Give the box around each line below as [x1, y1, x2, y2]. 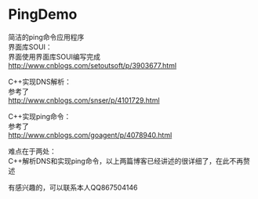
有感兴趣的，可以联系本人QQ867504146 [8, 183, 138, 192]
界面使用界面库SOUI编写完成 [8, 52, 100, 61]
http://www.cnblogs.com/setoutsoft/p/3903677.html [8, 60, 177, 70]
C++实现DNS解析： [8, 77, 72, 86]
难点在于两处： [8, 147, 56, 156]
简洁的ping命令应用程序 [8, 32, 85, 42]
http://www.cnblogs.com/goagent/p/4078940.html [8, 130, 173, 139]
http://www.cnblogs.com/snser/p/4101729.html [8, 96, 160, 105]
